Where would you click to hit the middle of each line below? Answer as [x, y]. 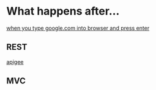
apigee [15, 61]
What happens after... [63, 11]
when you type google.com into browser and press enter [78, 28]
